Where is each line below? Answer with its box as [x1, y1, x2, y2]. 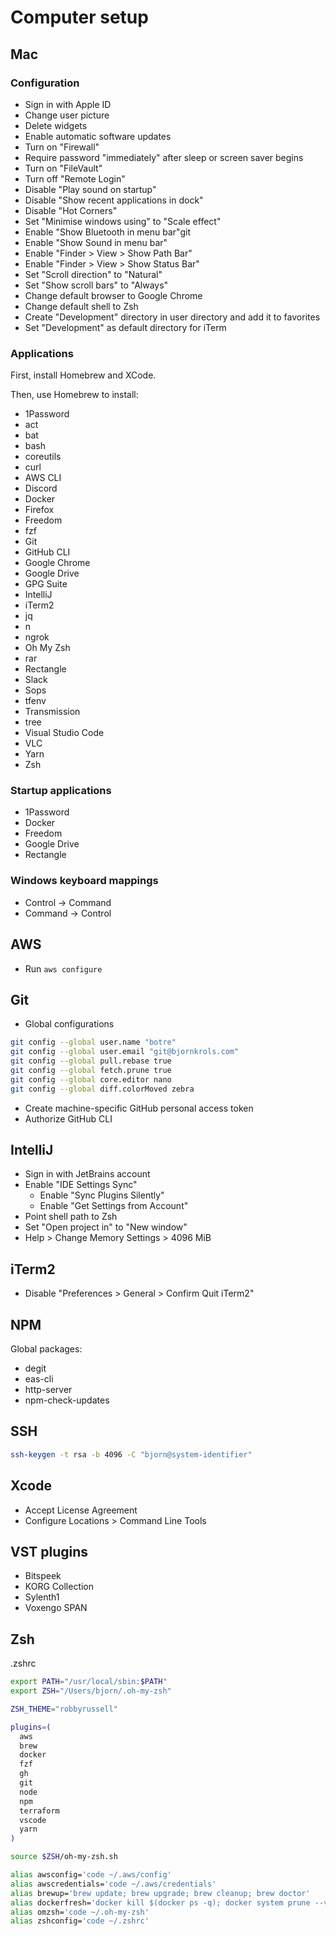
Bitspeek [24, 1570, 62, 1582]
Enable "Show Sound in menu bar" [24, 236, 168, 248]
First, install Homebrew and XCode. [10, 369, 157, 381]
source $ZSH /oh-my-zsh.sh [10, 1852, 118, 1862]
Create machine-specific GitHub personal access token [24, 1102, 254, 1114]
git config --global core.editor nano [10, 1074, 172, 1085]
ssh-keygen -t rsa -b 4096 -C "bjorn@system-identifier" [10, 1449, 253, 1460]
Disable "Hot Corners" [24, 204, 118, 216]
